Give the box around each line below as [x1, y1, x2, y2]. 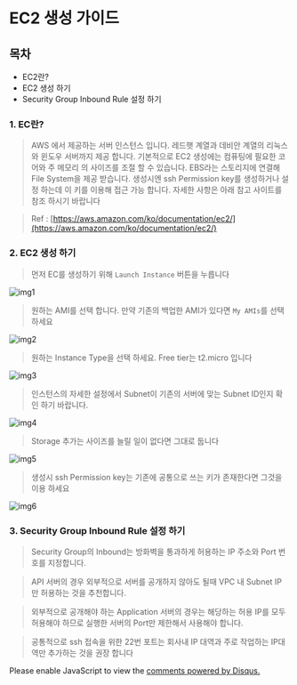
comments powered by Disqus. [146, 665, 261, 676]
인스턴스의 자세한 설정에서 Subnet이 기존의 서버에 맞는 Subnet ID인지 [30, 388, 274, 399]
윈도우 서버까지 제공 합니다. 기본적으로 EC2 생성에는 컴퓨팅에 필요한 [40, 151, 277, 162]
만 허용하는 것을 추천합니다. [30, 587, 127, 598]
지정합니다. [47, 557, 86, 568]
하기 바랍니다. [40, 399, 89, 410]
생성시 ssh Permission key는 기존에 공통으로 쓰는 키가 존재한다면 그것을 [30, 471, 283, 482]
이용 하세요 [30, 482, 70, 494]
